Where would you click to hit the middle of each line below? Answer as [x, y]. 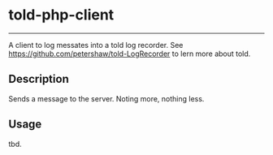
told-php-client [61, 15]
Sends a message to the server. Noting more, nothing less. [106, 98]
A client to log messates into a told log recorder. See [96, 45]
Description [39, 79]
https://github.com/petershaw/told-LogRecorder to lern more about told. [130, 54]
